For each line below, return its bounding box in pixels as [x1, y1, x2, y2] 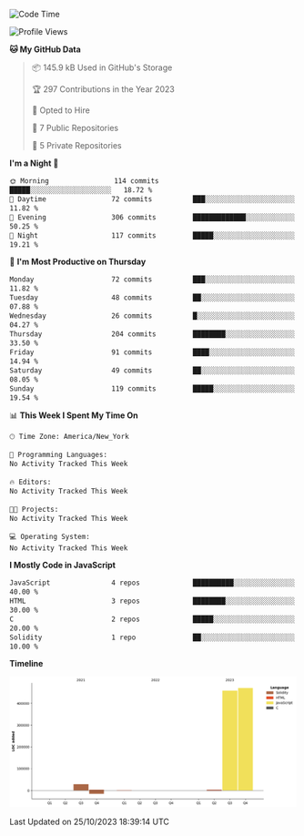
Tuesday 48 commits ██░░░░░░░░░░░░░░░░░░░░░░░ [9, 293, 296, 302]
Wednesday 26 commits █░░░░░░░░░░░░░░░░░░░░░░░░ [9, 311, 296, 321]
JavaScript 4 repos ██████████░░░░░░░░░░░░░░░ [9, 578, 296, 587]
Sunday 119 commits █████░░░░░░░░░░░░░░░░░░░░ [9, 384, 296, 393]
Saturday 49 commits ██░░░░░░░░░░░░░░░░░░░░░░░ [9, 366, 296, 375]
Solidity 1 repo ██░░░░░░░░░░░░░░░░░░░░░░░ [9, 633, 296, 642]
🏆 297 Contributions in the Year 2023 [31, 84, 176, 95]
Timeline [9, 658, 44, 668]
